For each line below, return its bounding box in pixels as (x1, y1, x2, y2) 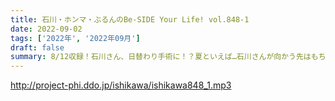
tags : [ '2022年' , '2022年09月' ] (10, 33, 141, 43)
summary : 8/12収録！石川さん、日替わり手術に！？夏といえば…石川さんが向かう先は (10, 52, 312, 62)
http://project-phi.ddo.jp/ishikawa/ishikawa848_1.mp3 (10, 79, 232, 91)
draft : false (10, 42, 65, 53)
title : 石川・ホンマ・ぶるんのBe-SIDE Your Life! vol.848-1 (10, 14, 250, 25)
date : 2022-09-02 (10, 24, 83, 34)
